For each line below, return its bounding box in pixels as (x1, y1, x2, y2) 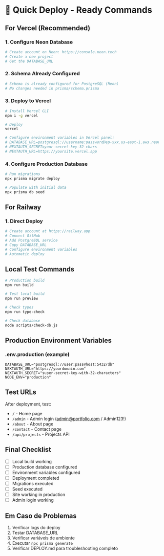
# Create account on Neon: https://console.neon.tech (5, 49, 117, 54)
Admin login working (12, 497, 54, 503)
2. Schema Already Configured (5, 70, 80, 77)
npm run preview (5, 296, 38, 301)
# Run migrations (5, 172, 41, 177)
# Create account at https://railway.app (5, 229, 91, 234)
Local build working (12, 458, 52, 464)
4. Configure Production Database (5, 160, 88, 167)
